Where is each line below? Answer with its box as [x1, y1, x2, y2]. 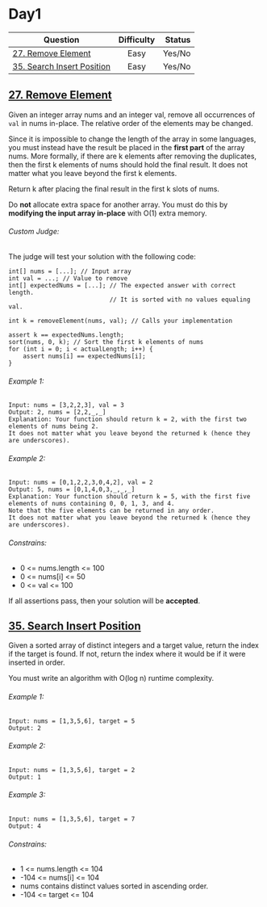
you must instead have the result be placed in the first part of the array [8, 142, 245, 152]
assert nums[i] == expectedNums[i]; [23, 352, 147, 360]
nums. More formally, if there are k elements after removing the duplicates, [8, 151, 257, 161]
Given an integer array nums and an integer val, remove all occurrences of [8, 110, 256, 120]
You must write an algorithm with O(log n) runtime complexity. [8, 674, 215, 683]
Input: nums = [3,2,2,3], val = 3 [8, 401, 125, 409]
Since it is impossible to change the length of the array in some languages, [8, 134, 257, 144]
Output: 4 [8, 821, 42, 830]
